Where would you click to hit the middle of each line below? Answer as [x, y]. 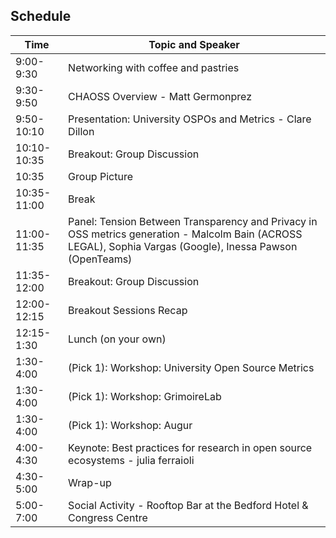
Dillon [81, 131]
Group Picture [100, 176]
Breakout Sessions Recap [128, 310]
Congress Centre [108, 517]
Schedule [41, 16]
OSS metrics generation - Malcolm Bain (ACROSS [185, 234]
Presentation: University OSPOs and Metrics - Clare [190, 119]
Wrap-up [90, 482]
